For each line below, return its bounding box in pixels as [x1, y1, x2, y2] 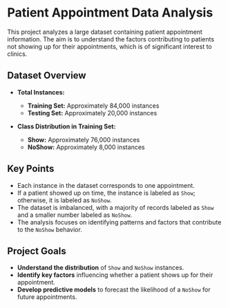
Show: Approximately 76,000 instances [27, 135, 140, 144]
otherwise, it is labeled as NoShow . [17, 195, 112, 204]
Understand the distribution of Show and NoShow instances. [17, 264, 184, 272]
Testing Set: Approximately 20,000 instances [27, 108, 158, 117]
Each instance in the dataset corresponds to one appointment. [17, 181, 195, 189]
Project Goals [7, 245, 67, 257]
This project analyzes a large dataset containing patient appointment [7, 28, 202, 36]
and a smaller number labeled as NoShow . [17, 211, 133, 219]
